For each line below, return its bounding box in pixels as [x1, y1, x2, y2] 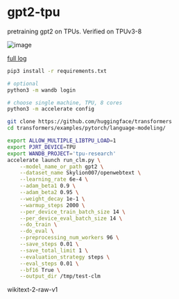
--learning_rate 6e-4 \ [19, 176, 89, 183]
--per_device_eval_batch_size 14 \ [19, 215, 123, 222]
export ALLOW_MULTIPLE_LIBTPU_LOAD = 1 [7, 137, 117, 145]
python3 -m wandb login [7, 86, 76, 94]
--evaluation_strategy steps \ [19, 253, 110, 261]
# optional [7, 80, 39, 87]
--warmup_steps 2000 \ [19, 202, 85, 209]
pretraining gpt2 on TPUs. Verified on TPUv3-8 [7, 27, 142, 35]
